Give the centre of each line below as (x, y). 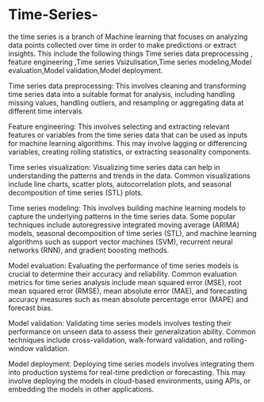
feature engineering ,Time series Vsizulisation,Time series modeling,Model (130, 62)
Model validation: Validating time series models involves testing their (120, 323)
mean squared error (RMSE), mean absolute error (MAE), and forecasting (128, 291)
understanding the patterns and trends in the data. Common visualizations (130, 176)
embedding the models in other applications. (81, 389)
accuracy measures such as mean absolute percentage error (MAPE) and (128, 299)
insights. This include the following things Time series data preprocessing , (130, 53)
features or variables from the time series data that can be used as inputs (128, 135)
